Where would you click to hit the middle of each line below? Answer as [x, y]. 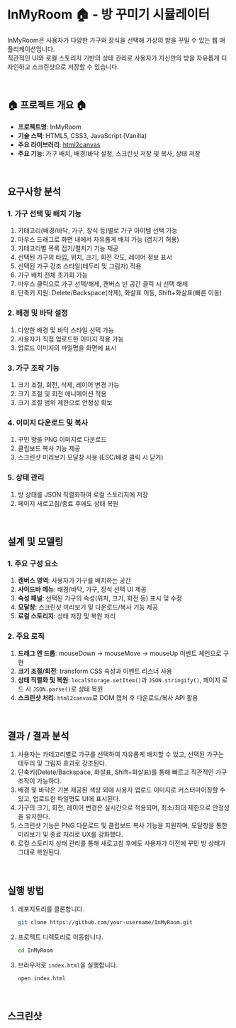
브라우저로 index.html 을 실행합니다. [68, 965]
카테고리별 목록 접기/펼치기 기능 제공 [68, 248]
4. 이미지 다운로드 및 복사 [48, 423]
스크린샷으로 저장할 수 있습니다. [75, 67]
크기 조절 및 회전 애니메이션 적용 [62, 394]
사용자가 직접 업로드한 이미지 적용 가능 [71, 339]
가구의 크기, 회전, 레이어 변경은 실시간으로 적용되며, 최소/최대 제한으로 [114, 807]
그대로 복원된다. [39, 852]
